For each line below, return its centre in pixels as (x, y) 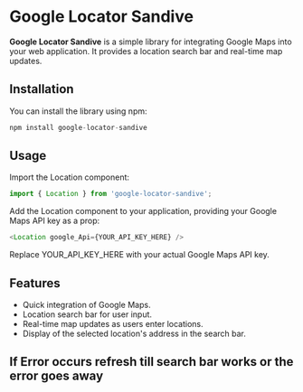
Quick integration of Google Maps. (86, 305)
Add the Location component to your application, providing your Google (143, 211)
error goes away (57, 376)
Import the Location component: (69, 177)
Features (35, 283)
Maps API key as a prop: (55, 221)
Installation (42, 89)
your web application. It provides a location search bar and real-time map (146, 51)
